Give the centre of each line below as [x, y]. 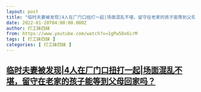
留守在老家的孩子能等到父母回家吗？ [89, 82]
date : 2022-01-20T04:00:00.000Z [46, 23]
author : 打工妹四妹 [28, 28]
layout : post [22, 12]
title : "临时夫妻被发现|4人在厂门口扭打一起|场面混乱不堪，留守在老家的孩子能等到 [97, 17]
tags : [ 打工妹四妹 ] [31, 39]
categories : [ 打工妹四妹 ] [39, 45]
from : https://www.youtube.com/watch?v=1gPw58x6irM [72, 34]
